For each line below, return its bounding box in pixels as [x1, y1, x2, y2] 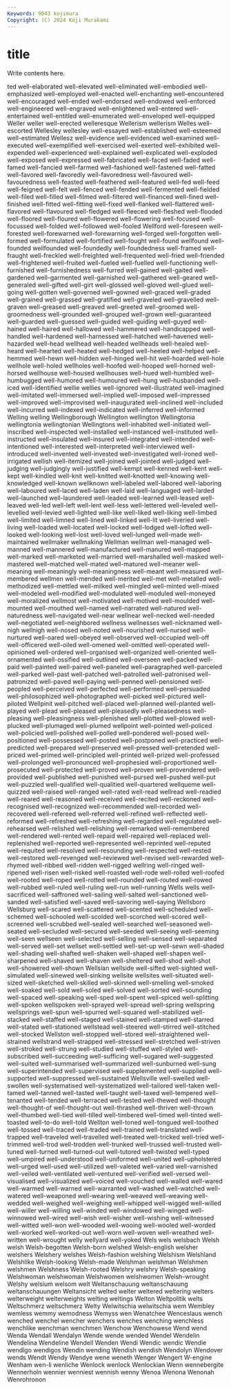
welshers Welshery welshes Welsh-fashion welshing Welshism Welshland [7, 1251, 217, 1259]
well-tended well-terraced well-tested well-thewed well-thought [34, 1097, 216, 1105]
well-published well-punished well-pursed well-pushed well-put [34, 773, 216, 781]
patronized [7, 678, 38, 686]
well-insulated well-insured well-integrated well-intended [37, 435, 200, 443]
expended [7, 149, 36, 157]
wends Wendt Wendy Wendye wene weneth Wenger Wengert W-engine [7, 1353, 212, 1362]
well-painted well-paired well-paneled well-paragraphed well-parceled [21, 663, 223, 671]
